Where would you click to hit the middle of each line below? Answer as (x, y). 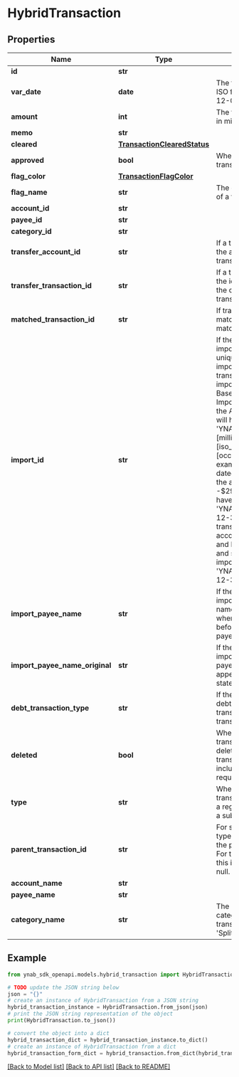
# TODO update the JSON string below (63, 987)
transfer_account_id (46, 252)
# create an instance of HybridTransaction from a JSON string (103, 1001)
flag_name (29, 192)
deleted (24, 755)
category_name (38, 919)
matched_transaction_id (53, 319)
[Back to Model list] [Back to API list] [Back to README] (89, 1067)
